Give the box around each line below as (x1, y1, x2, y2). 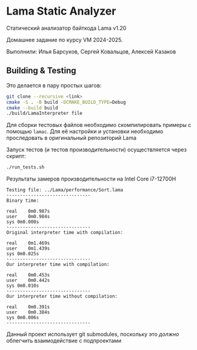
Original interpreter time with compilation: (6, 230, 123, 236)
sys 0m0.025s (6, 251, 39, 257)
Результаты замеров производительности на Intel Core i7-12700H (6, 175, 176, 183)
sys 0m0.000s (6, 219, 39, 225)
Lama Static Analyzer (6, 4, 116, 18)
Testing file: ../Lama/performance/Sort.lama (6, 187, 123, 193)
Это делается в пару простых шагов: (6, 81, 102, 89)
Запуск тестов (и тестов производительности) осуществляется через (6, 146, 187, 153)
